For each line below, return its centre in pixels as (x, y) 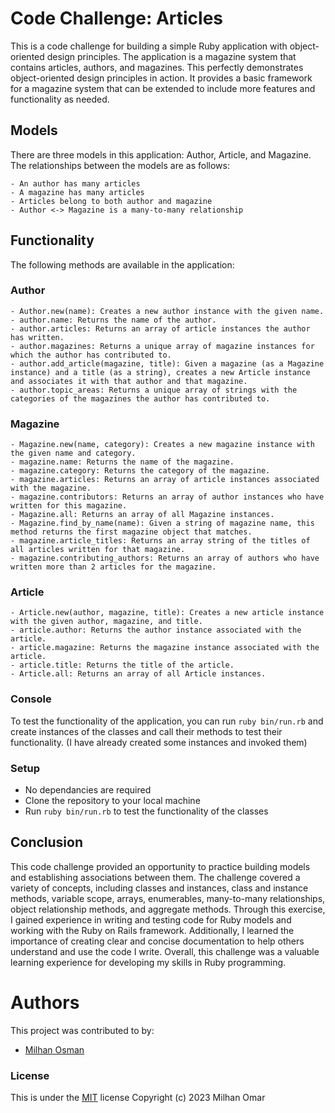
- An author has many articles (75, 183)
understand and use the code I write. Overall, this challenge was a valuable (165, 951)
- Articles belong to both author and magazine (111, 201)
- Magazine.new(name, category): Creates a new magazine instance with (162, 445)
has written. (37, 337)
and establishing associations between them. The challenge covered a (155, 877)
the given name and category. (73, 453)
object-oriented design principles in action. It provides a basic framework (161, 78)
